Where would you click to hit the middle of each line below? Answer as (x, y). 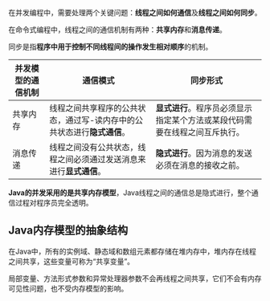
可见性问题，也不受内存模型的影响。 (68, 288)
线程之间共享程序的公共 (94, 108)
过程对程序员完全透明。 (54, 203)
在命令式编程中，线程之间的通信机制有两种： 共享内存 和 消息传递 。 (117, 30)
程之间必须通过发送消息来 (98, 159)
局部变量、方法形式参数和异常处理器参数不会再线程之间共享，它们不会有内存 (135, 278)
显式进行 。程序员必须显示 (204, 108)
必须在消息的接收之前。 (200, 165)
